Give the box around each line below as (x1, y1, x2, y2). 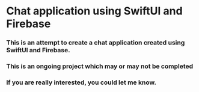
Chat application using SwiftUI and (6, 4, 183, 18)
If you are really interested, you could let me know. (6, 78, 156, 87)
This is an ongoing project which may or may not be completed (6, 62, 194, 70)
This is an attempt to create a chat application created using (6, 38, 185, 47)
